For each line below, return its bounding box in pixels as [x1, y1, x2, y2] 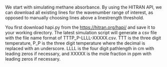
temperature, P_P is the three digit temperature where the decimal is [5, 40, 146, 46]
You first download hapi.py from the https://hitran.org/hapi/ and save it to [5, 24, 156, 30]
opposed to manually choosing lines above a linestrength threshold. [5, 15, 145, 20]
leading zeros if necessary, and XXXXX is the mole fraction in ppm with [5, 51, 152, 57]
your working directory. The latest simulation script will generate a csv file [5, 30, 157, 35]
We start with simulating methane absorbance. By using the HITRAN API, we [5, 4, 162, 10]
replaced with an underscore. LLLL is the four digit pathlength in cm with [5, 46, 155, 51]
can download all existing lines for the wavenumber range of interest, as [5, 9, 154, 15]
